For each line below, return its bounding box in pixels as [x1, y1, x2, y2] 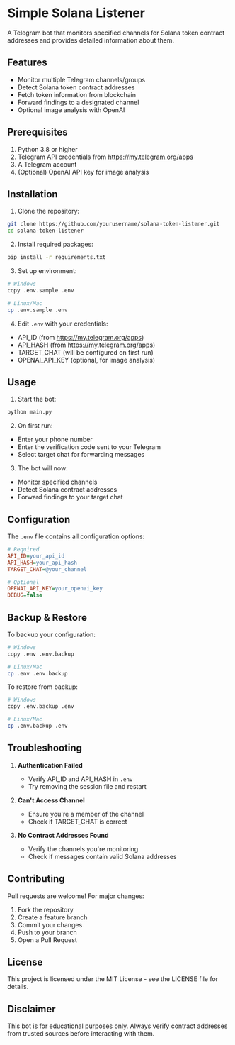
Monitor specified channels [17, 477, 98, 487]
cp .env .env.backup [7, 670, 69, 677]
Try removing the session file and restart [28, 782, 147, 790]
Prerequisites [7, 126, 68, 138]
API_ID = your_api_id [7, 552, 65, 560]
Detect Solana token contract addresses [17, 83, 135, 92]
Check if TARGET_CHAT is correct [28, 817, 127, 826]
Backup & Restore [7, 612, 87, 624]
